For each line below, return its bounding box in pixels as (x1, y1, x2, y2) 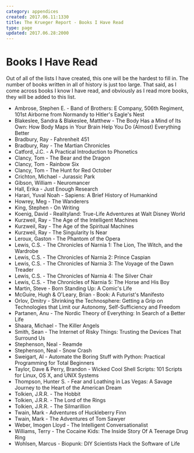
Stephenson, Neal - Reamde (14, 341, 83, 348)
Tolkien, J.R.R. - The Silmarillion (14, 403, 91, 410)
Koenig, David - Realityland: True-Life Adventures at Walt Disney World (14, 210, 185, 217)
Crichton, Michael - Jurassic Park (14, 173, 95, 180)
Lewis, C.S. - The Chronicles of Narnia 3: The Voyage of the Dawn (14, 260, 174, 267)
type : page (6, 25, 33, 31)
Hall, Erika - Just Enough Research (14, 185, 98, 193)
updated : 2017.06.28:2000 (6, 30, 69, 36)
